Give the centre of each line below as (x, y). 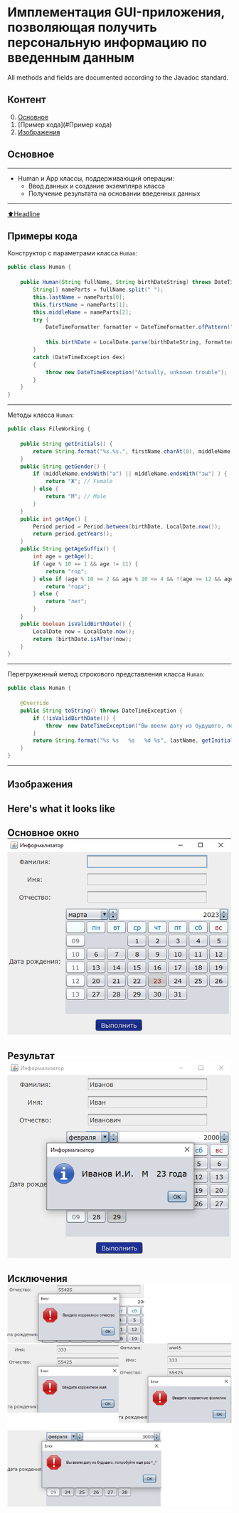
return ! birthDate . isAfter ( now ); (83, 639)
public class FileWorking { (49, 429)
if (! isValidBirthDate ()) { (74, 718)
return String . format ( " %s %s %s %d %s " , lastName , (116, 740)
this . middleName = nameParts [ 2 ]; (83, 312)
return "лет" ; (66, 602)
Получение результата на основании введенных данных (114, 193)
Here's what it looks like (62, 808)
